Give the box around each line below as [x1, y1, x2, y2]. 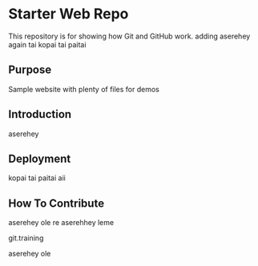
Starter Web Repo [8, 5, 129, 23]
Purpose [8, 63, 52, 77]
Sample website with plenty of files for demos [8, 84, 160, 94]
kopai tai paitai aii [8, 173, 66, 183]
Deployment [8, 151, 71, 165]
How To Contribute [8, 196, 105, 210]
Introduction [8, 107, 72, 121]
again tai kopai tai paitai [8, 39, 87, 49]
